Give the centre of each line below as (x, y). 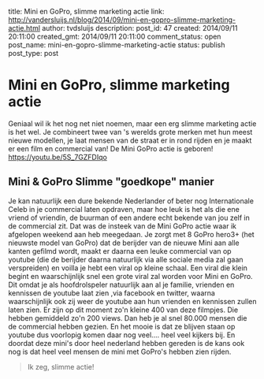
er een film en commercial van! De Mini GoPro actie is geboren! (111, 148)
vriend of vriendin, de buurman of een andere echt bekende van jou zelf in (129, 217)
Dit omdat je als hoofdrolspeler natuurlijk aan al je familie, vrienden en (121, 284)
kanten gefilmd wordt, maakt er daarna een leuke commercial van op (120, 251)
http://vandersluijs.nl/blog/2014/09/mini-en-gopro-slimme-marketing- (122, 20)
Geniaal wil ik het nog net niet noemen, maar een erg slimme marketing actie (132, 123)
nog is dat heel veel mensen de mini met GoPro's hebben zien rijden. (120, 351)
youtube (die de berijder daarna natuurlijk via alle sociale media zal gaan (126, 259)
